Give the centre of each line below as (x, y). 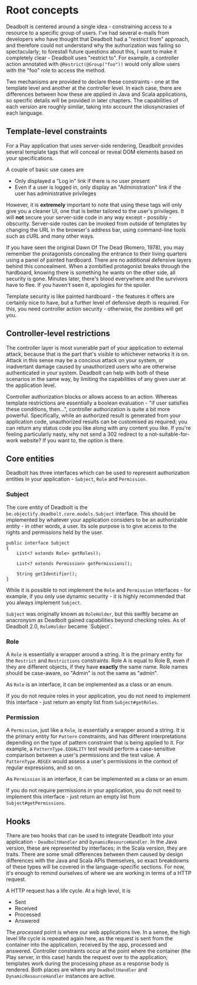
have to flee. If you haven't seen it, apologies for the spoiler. (79, 285)
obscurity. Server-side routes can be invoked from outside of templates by (96, 223)
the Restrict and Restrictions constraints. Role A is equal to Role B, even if (98, 660)
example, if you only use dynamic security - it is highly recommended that (96, 596)
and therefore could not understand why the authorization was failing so (94, 45)
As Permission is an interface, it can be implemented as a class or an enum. (98, 779)
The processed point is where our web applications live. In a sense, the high (98, 932)
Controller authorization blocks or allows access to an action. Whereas (92, 396)
